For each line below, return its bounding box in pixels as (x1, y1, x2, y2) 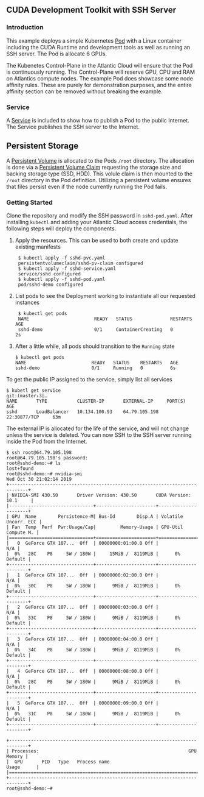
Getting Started (6, 198, 53, 207)
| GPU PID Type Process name (6, 759, 110, 765)
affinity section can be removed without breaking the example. (6, 88, 163, 95)
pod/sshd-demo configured (18, 282, 84, 288)
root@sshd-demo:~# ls (6, 460, 61, 467)
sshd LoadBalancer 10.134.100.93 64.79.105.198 (6, 409, 159, 415)
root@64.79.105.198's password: (6, 455, 88, 461)
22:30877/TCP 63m (6, 414, 61, 420)
